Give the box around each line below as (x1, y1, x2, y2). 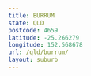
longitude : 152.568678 (8, 41, 83, 49)
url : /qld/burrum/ (8, 48, 69, 56)
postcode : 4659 (8, 26, 59, 34)
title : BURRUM (8, 11, 55, 20)
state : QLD (8, 19, 44, 27)
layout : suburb (8, 56, 59, 64)
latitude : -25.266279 (8, 33, 80, 42)
